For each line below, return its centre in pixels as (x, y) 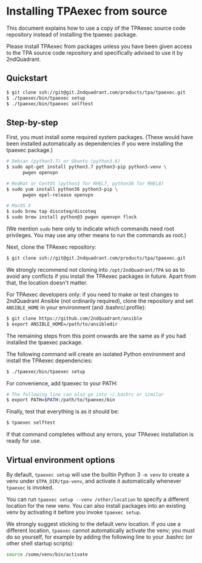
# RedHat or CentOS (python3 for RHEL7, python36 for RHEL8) (85, 184)
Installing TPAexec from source (87, 11)
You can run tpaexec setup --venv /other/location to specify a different (98, 499)
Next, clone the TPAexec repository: (52, 247)
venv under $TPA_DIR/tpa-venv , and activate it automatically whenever (94, 481)
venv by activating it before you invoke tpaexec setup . (74, 512)
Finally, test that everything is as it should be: (63, 412)
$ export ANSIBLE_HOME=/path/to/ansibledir (62, 324)
